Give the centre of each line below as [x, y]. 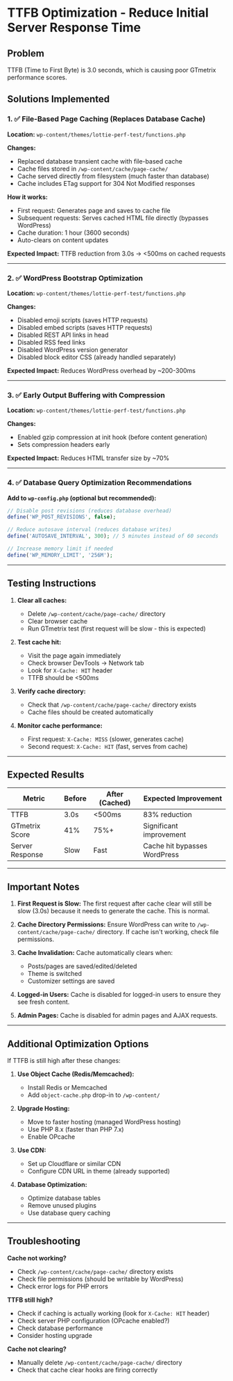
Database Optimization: [52, 1185]
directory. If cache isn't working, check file [158, 932]
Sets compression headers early [63, 445]
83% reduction [167, 814]
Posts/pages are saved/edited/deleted [82, 966]
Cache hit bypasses [175, 846]
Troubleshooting [44, 1241]
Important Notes [43, 886]
